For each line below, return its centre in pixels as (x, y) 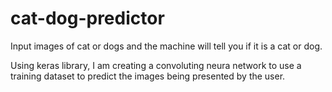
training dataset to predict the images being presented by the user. (148, 76)
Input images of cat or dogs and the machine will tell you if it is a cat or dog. (166, 46)
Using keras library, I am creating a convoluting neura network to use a (156, 65)
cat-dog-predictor (87, 18)
